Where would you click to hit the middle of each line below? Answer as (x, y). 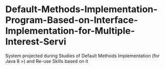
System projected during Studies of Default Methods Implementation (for (82, 56)
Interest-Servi (36, 42)
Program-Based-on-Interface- (72, 20)
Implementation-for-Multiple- (70, 31)
